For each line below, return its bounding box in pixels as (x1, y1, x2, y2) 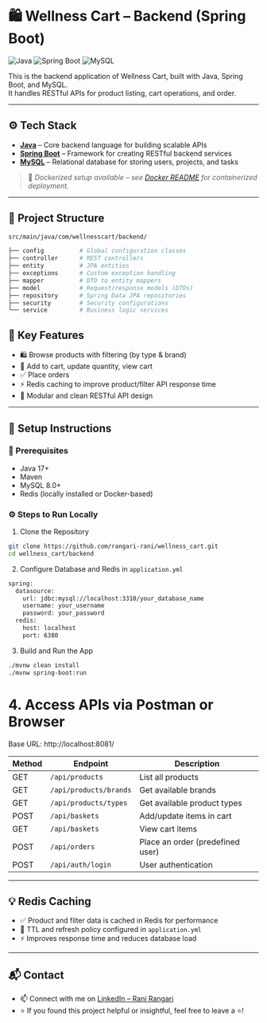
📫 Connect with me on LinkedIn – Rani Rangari (19, 994, 174, 1004)
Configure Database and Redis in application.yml (19, 564, 184, 573)
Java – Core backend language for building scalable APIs (19, 140, 207, 149)
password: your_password (22, 609, 105, 617)
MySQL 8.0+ (19, 480, 62, 490)
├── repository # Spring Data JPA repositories (8, 291, 187, 300)
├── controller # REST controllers (8, 254, 145, 262)
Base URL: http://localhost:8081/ (8, 739, 114, 749)
